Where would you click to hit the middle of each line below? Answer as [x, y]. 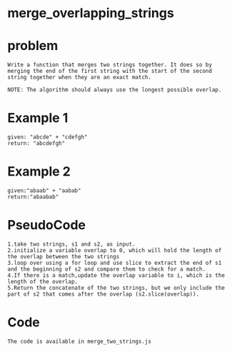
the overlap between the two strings [64, 256]
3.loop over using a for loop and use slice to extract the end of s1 [115, 263]
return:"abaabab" [33, 197]
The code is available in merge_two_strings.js [80, 341]
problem [33, 46]
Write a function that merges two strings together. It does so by [110, 65]
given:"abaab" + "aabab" [44, 191]
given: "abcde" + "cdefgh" [47, 137]
